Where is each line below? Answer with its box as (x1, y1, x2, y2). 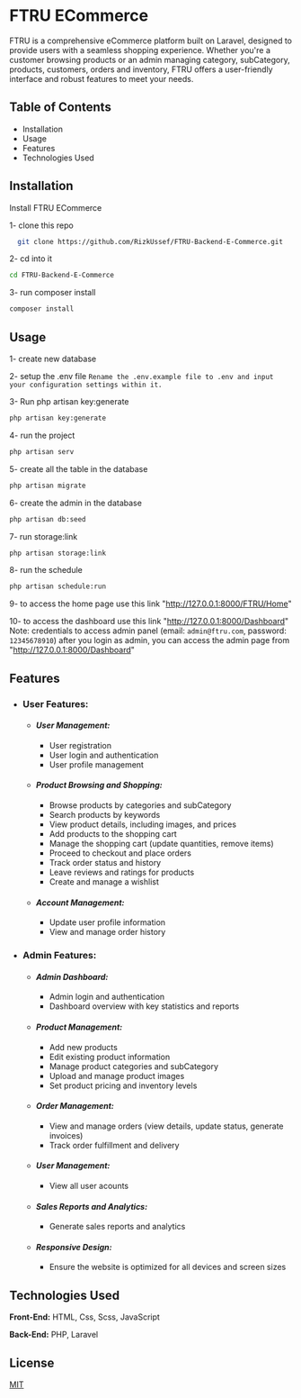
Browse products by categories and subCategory (49, 799, 232, 811)
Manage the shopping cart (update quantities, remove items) (49, 838, 274, 849)
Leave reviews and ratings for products (49, 867, 195, 877)
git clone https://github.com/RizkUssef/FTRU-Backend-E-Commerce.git (17, 237, 283, 246)
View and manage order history (49, 927, 166, 938)
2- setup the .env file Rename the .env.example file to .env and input (9, 371, 274, 381)
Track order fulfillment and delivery (49, 1139, 180, 1150)
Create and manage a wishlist (49, 876, 160, 887)
